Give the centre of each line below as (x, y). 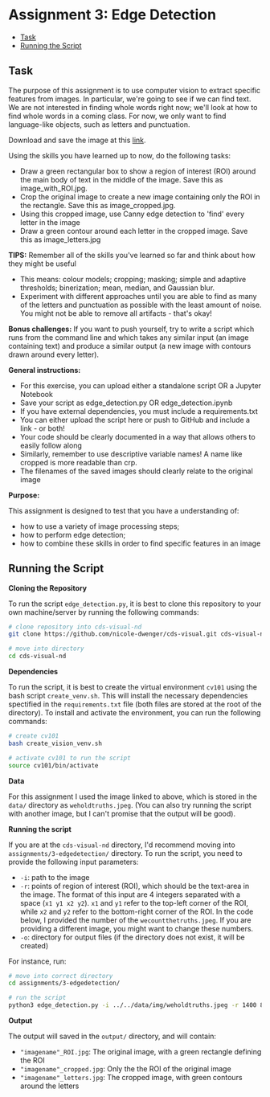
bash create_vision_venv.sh (55, 743)
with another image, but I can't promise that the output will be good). (122, 813)
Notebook (37, 394)
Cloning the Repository (47, 587)
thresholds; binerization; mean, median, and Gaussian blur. (117, 288)
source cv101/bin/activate (53, 765)
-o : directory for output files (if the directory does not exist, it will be (132, 937)
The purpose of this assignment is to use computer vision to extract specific (135, 90)
